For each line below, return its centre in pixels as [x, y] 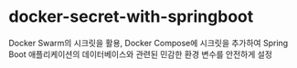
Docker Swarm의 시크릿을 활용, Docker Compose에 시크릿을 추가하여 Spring [148, 43]
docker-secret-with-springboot [131, 17]
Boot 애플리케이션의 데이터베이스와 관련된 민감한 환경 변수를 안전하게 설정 [141, 54]
